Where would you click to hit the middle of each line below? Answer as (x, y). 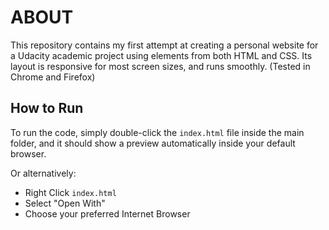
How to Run (47, 108)
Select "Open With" (65, 203)
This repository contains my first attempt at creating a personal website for (164, 45)
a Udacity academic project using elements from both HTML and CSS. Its (161, 55)
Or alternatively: (43, 173)
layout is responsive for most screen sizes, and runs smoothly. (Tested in (160, 66)
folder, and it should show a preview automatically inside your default (153, 143)
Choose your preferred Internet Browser (107, 213)
